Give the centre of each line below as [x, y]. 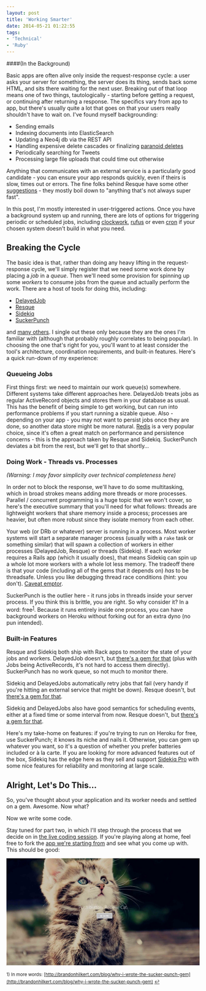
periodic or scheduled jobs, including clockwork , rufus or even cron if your [101, 222]
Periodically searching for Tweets [57, 152]
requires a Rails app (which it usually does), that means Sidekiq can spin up [102, 558]
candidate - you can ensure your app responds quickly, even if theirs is [96, 177]
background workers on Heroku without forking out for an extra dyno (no [99, 616]
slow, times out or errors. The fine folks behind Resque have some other [97, 184]
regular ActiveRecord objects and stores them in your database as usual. [98, 400]
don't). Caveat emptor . [35, 584]
